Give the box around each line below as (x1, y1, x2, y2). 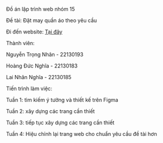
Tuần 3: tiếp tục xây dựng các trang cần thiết (6, 119, 115, 126)
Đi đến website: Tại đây (6, 28, 63, 35)
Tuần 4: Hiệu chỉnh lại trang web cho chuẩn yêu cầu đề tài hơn (6, 131, 157, 137)
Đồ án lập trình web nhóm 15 (6, 6, 75, 12)
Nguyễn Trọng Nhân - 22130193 (6, 51, 84, 58)
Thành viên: (6, 40, 35, 46)
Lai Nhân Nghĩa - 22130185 (6, 74, 72, 80)
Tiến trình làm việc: (6, 85, 53, 92)
